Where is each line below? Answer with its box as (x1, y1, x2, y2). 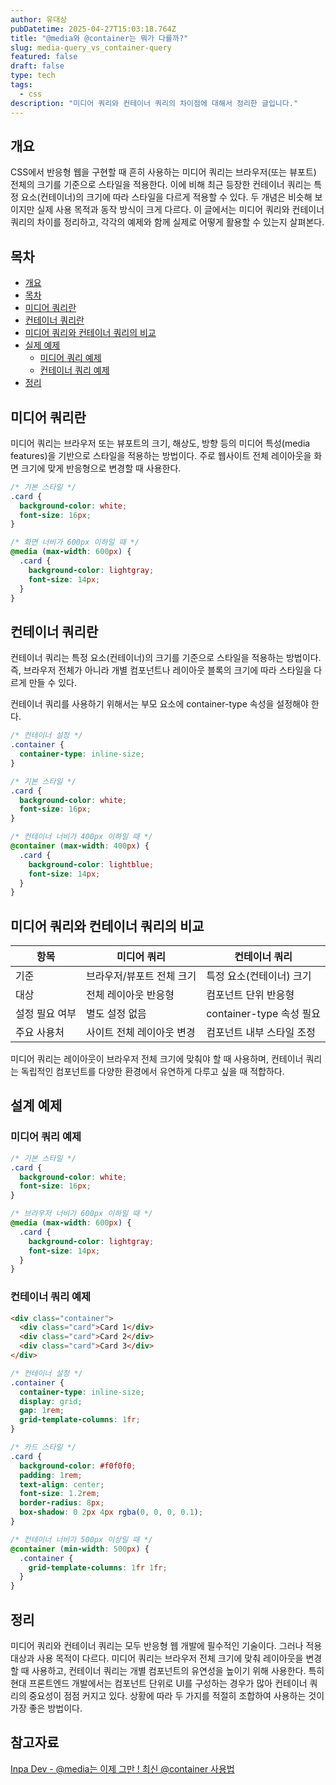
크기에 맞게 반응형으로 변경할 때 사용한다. (20, 462, 182, 474)
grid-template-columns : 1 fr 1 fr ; (28, 1562, 168, 1573)
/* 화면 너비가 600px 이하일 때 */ (10, 537, 140, 548)
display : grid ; (19, 1396, 83, 1406)
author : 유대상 (10, 14, 68, 25)
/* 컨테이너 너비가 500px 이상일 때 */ (10, 1534, 153, 1545)
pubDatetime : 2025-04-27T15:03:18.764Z (10, 24, 177, 34)
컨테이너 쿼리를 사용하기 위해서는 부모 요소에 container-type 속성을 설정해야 (10, 698, 309, 710)
